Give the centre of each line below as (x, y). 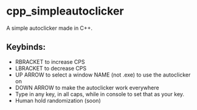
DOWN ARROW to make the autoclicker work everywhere (87, 88)
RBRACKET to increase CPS (50, 61)
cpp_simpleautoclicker (65, 11)
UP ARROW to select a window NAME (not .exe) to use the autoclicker (103, 75)
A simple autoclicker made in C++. (50, 28)
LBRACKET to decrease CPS (51, 68)
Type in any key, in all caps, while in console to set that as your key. (99, 94)
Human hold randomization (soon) (58, 100)
